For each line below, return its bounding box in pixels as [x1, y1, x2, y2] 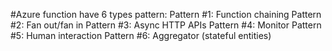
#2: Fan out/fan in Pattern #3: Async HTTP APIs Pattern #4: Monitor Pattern [10, 19, 322, 31]
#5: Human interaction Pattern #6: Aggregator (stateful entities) [10, 30, 272, 41]
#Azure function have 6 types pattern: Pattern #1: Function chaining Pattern [10, 9, 322, 20]
